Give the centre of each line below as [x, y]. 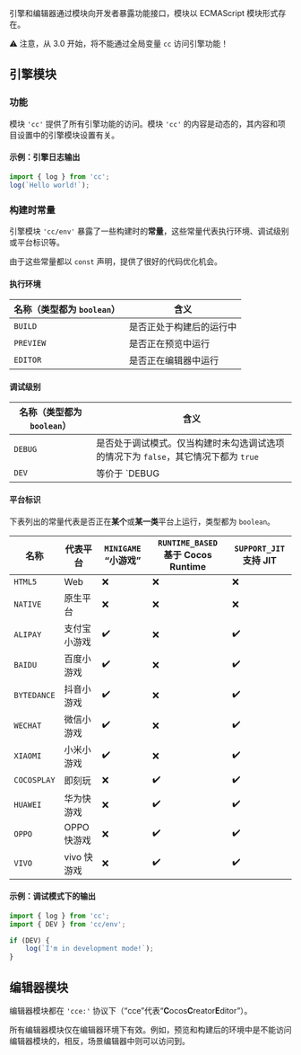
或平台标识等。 [37, 242]
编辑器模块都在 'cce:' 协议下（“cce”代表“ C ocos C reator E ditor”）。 [131, 1010]
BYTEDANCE [34, 695]
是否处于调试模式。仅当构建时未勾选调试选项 [190, 443]
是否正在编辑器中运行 [174, 360]
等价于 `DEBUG [127, 474]
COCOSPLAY [34, 780]
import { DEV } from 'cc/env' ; [68, 924]
